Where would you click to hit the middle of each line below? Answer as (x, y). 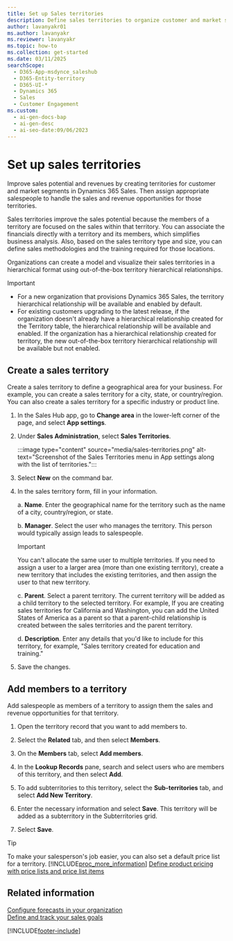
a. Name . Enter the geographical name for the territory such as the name (121, 505)
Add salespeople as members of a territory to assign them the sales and (110, 705)
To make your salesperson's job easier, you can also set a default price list (114, 856)
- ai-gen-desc (34, 123)
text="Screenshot (42, 457)
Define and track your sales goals (55, 917)
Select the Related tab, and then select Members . (89, 740)
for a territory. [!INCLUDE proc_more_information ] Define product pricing (110, 864)
